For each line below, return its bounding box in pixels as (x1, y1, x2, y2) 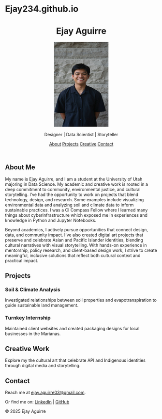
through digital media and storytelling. (5, 363, 81, 369)
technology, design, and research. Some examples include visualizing (5, 196, 144, 202)
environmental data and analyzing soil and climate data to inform (5, 202, 134, 208)
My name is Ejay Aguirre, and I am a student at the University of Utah (5, 176, 143, 182)
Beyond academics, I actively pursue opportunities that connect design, (5, 226, 148, 232)
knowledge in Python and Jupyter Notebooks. (5, 217, 97, 223)
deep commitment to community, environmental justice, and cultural (5, 186, 141, 192)
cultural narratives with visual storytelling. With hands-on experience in (5, 242, 147, 248)
